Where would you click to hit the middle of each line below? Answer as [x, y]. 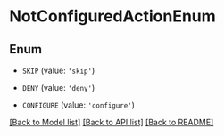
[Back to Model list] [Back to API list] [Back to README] [112, 122]
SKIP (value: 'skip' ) [58, 70]
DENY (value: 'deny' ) [58, 88]
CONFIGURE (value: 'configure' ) [79, 105]
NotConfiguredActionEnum [112, 16]
